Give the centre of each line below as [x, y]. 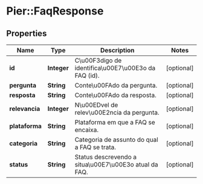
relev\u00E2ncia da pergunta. [117, 113]
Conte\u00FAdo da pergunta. [116, 85]
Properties [27, 33]
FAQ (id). [87, 75]
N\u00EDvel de [96, 105]
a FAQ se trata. [95, 147]
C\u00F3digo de [98, 60]
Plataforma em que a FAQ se [115, 122]
